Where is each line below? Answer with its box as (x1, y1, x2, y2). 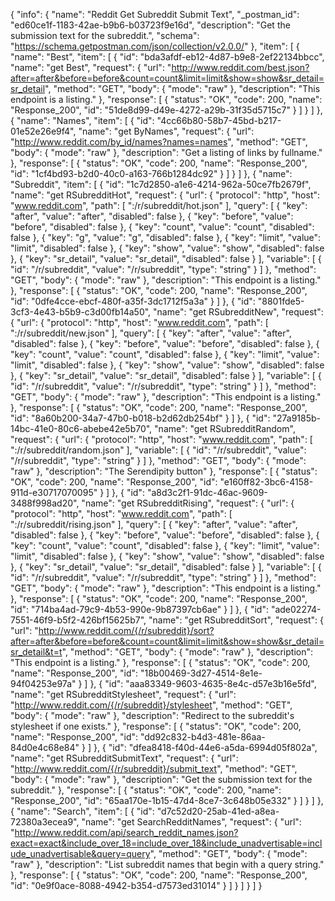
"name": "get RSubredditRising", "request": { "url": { (81, 497, 295, 509)
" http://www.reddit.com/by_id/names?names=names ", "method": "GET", (10, 136, 308, 148)
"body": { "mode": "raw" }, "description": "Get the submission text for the (10, 774, 313, 785)
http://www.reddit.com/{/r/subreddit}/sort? (38, 625, 215, 636)
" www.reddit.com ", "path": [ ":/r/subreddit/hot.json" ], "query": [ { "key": (10, 200, 308, 211)
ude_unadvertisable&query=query (10, 848, 151, 859)
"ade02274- (270, 604, 322, 615)
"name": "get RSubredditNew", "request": (153, 306, 324, 318)
